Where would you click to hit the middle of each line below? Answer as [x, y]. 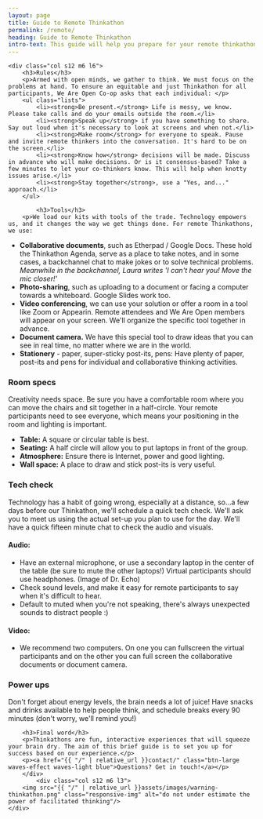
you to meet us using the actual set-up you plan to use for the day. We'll [124, 519]
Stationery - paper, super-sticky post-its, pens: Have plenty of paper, [132, 354]
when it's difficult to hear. [60, 595]
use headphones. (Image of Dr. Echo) [80, 579]
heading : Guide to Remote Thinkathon [70, 37]
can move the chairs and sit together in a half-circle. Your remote [113, 408]
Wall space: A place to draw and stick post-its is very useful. [118, 464]
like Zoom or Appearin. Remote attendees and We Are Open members [132, 312]
